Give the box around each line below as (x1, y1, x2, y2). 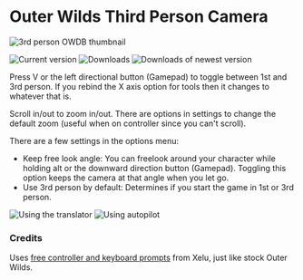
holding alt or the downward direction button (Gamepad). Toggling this (22, 162, 287, 173)
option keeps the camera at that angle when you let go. (22, 172, 230, 183)
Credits (9, 231, 43, 244)
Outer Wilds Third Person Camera (9, 6, 269, 27)
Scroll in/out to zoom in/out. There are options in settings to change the (9, 108, 277, 119)
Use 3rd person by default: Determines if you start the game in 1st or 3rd (22, 181, 295, 192)
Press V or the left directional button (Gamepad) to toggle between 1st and (9, 71, 288, 82)
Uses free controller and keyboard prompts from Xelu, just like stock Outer (9, 252, 288, 264)
